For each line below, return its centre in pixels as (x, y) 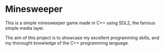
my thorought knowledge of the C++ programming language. (67, 43)
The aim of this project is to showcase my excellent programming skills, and (82, 38)
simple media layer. (25, 28)
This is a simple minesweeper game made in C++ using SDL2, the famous (80, 23)
